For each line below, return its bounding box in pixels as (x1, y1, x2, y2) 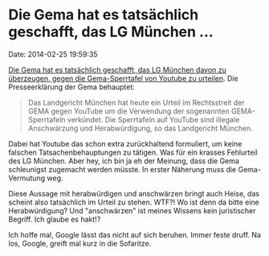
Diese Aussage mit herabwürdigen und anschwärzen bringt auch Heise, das (8, 188, 259, 198)
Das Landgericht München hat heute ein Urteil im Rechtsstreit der (27, 97, 245, 107)
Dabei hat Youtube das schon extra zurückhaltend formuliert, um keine (8, 138, 243, 148)
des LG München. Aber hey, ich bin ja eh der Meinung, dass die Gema (8, 155, 239, 166)
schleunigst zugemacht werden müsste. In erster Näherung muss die (8, 164, 237, 174)
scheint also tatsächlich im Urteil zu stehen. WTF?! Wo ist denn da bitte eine (8, 197, 259, 207)
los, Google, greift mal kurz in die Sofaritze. (8, 238, 152, 248)
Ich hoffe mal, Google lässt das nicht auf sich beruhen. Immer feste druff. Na (8, 229, 261, 239)
